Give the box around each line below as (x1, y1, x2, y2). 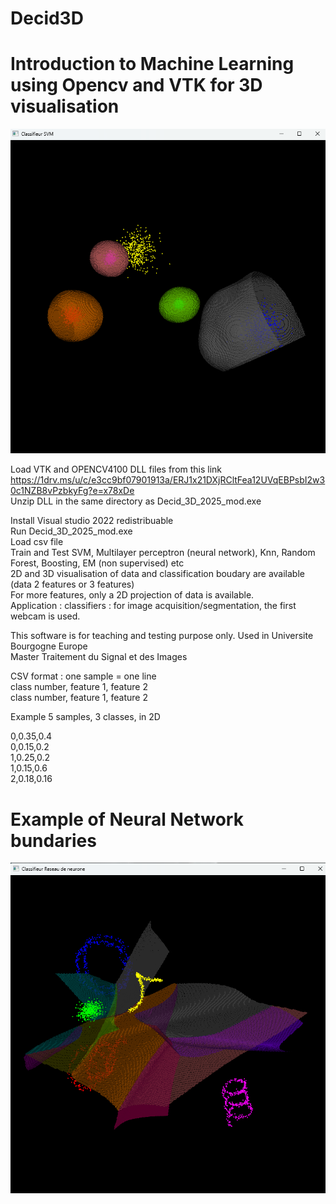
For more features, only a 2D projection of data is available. (10, 589, 255, 601)
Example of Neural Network (10, 808, 244, 831)
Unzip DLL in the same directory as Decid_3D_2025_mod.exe (10, 495, 262, 507)
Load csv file (10, 536, 64, 548)
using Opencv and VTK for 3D (10, 74, 263, 97)
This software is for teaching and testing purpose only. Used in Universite (10, 630, 314, 642)
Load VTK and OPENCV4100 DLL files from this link (10, 463, 223, 476)
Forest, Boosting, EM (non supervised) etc (10, 557, 185, 569)
